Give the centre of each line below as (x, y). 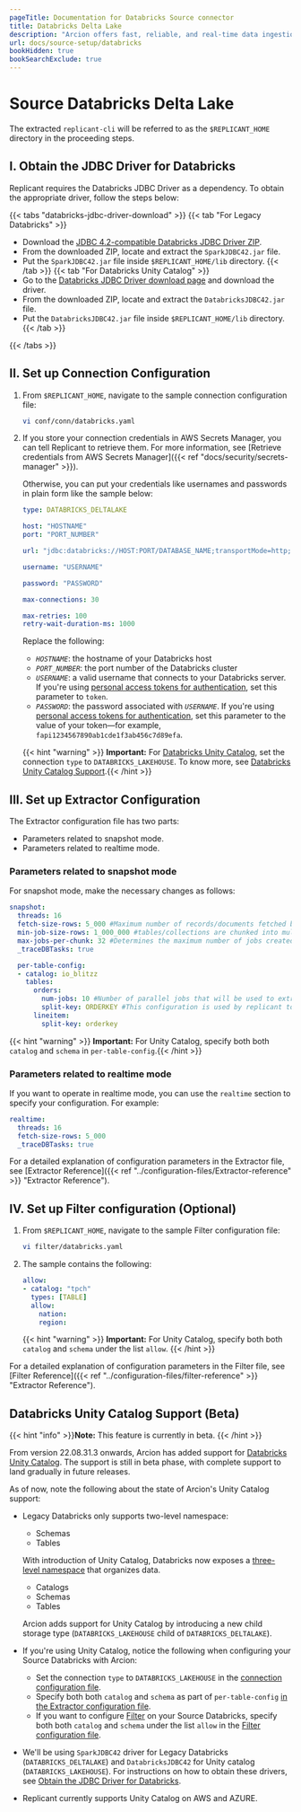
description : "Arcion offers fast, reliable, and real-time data (133, 34)
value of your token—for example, (98, 726)
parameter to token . (72, 697)
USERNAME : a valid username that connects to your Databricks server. (161, 678)
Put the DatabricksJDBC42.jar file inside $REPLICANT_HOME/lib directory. (153, 318)
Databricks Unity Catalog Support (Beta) (125, 1414)
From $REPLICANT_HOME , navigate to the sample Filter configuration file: (151, 1230)
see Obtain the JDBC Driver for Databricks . (102, 1781)
